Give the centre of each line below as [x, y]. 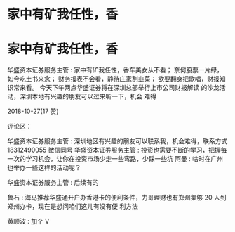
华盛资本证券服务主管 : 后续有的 [53, 183]
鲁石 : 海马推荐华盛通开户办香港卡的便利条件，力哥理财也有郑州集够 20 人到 [117, 198]
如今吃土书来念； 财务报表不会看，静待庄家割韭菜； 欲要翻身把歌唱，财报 [113, 79]
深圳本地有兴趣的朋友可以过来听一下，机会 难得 [88, 96]
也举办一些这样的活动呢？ [44, 168]
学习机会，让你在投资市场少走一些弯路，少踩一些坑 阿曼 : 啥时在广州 [124, 159]
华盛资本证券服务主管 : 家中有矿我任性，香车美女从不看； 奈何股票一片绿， [115, 70]
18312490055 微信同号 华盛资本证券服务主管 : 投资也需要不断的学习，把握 [114, 150]
